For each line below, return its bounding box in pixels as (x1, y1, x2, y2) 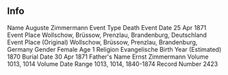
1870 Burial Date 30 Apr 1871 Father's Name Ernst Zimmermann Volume (7, 52, 209, 61)
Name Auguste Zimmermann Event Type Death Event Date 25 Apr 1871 (7, 23, 207, 31)
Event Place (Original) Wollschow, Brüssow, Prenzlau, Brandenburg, (7, 37, 198, 46)
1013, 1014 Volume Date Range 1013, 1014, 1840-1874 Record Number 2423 (7, 59, 218, 67)
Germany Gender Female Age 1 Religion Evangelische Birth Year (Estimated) (7, 45, 222, 53)
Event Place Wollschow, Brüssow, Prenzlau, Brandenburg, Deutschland (7, 31, 207, 39)
